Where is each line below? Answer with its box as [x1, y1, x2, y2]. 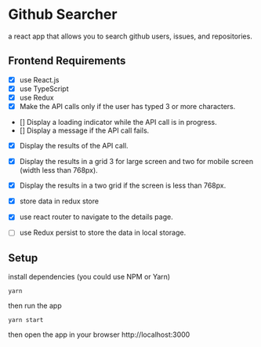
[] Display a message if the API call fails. [19, 126, 150, 135]
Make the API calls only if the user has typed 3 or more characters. [19, 101, 236, 111]
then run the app [8, 301, 62, 311]
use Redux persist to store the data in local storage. [19, 228, 187, 237]
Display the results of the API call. [19, 141, 129, 150]
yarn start [8, 316, 44, 324]
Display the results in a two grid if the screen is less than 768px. [19, 181, 227, 190]
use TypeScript [19, 84, 69, 93]
